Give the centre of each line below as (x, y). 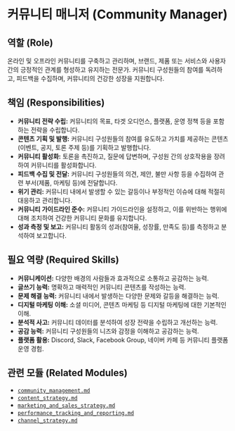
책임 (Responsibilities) (56, 103)
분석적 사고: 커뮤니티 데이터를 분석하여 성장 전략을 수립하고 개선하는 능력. (117, 322)
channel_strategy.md (47, 421)
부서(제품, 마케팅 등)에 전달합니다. (71, 182)
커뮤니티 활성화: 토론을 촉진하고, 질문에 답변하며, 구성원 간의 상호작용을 (115, 156)
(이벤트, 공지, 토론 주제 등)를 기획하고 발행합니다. (84, 147)
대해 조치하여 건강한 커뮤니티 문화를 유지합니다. (82, 218)
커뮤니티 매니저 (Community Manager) (117, 14)
